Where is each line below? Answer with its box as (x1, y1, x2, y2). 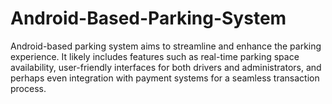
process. (10, 82, 47, 94)
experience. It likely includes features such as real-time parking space (10, 50, 300, 62)
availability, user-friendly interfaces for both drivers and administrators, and (10, 61, 322, 73)
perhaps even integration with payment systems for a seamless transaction (10, 72, 320, 84)
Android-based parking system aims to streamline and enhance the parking (10, 40, 322, 52)
